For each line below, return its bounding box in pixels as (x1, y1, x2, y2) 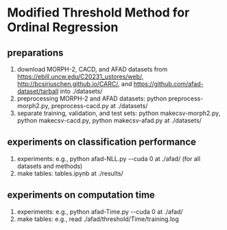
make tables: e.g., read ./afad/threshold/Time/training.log (16, 215, 180, 223)
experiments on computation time (7, 189, 156, 201)
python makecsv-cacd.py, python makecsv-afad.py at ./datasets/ (16, 116, 202, 125)
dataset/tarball (16, 87, 59, 95)
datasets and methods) (16, 162, 83, 170)
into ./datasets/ (60, 87, 103, 95)
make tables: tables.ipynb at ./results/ (16, 169, 123, 177)
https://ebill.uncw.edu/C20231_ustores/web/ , (16, 72, 144, 81)
